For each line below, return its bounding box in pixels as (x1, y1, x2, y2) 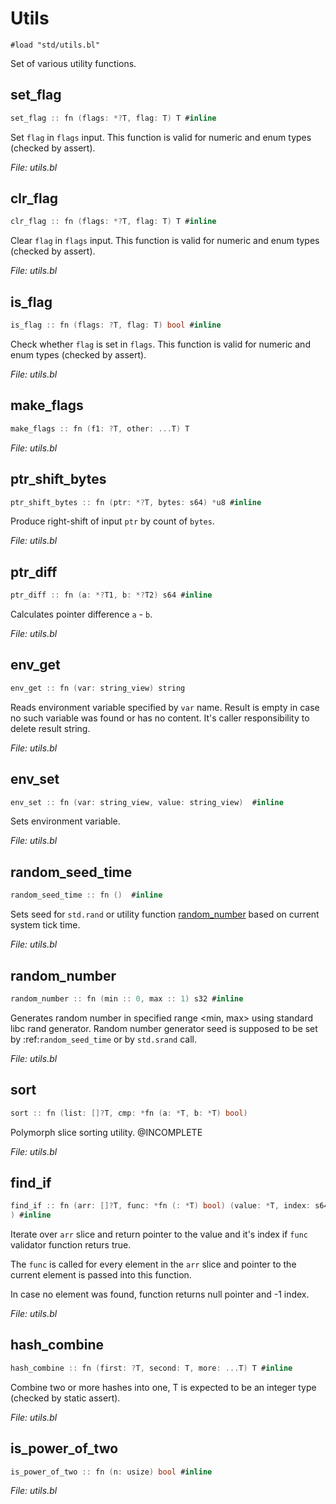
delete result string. (10, 722, 91, 734)
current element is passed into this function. (10, 1269, 192, 1281)
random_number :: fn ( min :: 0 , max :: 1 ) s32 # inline (10, 993, 244, 1004)
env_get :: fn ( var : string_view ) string (10, 683, 186, 693)
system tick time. (10, 919, 81, 931)
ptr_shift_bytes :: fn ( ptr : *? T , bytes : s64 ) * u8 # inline (10, 497, 262, 507)
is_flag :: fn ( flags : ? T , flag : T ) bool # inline (10, 320, 222, 331)
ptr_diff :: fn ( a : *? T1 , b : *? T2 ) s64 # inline (10, 590, 213, 601)
